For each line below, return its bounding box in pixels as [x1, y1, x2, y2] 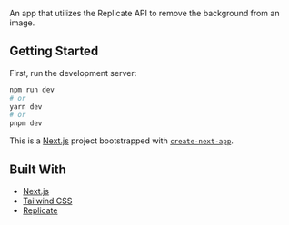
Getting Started [9, 44, 99, 59]
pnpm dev [9, 119, 43, 128]
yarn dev [9, 102, 43, 112]
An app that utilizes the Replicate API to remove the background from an [9, 8, 280, 18]
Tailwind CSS [22, 195, 73, 206]
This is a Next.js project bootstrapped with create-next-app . [9, 135, 234, 146]
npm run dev [9, 85, 55, 94]
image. [9, 17, 35, 28]
